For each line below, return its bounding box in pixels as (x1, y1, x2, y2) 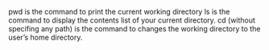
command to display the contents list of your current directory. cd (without (8, 15, 256, 25)
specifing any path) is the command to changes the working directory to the (8, 24, 261, 33)
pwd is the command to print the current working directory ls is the (8, 7, 230, 16)
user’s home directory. (8, 32, 83, 42)
